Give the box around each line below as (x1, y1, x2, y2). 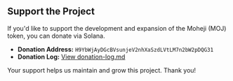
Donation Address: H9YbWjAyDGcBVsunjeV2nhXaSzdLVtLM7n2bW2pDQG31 (17, 45, 214, 53)
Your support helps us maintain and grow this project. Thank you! (7, 66, 197, 74)
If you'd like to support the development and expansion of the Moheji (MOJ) (7, 24, 227, 32)
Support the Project (7, 6, 95, 17)
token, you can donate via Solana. (7, 31, 105, 40)
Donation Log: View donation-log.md (17, 52, 126, 61)
